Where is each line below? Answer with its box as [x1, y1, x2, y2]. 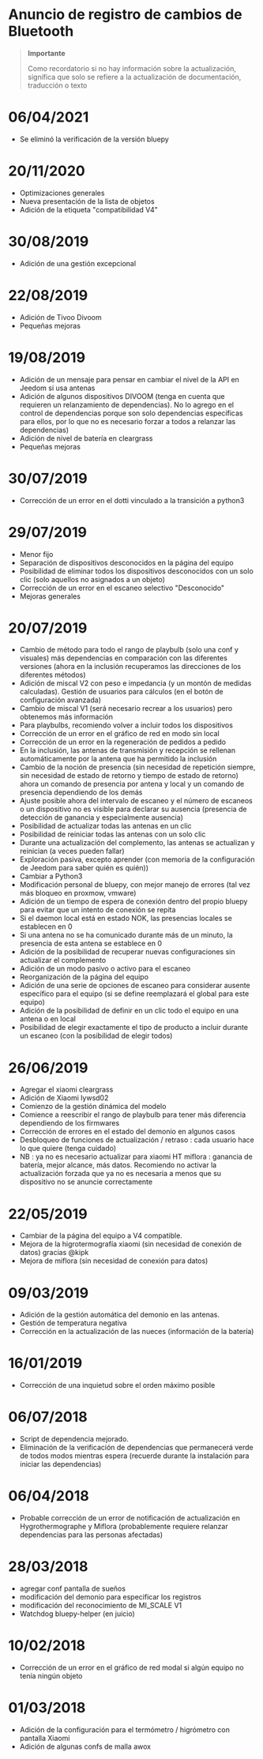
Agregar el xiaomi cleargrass [19, 1084, 114, 1095]
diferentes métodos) [19, 670, 86, 680]
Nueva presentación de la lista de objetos [19, 196, 156, 206]
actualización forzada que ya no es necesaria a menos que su [19, 1169, 222, 1178]
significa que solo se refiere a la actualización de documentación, [27, 72, 242, 81]
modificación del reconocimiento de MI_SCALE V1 [19, 1601, 182, 1610]
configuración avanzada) [19, 695, 101, 705]
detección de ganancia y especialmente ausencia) [19, 813, 184, 822]
